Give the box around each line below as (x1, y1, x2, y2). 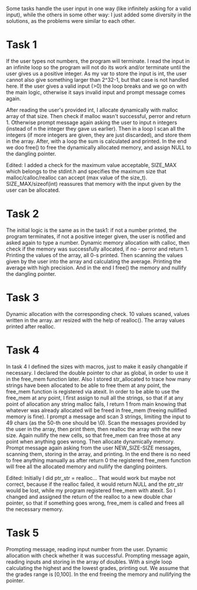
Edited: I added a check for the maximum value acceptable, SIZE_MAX (6, 161, 177, 168)
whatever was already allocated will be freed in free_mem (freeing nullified (6, 406, 187, 414)
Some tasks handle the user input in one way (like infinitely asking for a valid (6, 5, 191, 12)
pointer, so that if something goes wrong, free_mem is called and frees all (6, 499, 184, 506)
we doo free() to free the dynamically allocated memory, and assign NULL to (6, 144, 192, 151)
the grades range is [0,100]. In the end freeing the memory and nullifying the (6, 571, 191, 578)
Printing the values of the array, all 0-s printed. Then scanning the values (6, 251, 183, 258)
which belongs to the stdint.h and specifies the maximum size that (6, 168, 166, 175)
